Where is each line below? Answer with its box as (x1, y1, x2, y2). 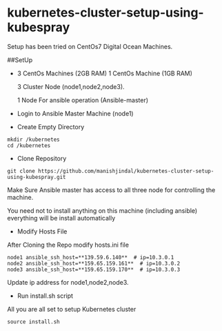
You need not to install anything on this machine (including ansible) (7, 206, 198, 215)
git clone (7, 167, 36, 174)
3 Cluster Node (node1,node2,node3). (17, 82, 125, 91)
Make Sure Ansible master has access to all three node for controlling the (7, 185, 216, 194)
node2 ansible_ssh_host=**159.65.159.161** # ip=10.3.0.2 (7, 260, 181, 267)
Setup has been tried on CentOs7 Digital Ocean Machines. (7, 42, 173, 50)
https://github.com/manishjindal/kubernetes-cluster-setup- (37, 167, 214, 174)
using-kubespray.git (7, 173, 67, 180)
